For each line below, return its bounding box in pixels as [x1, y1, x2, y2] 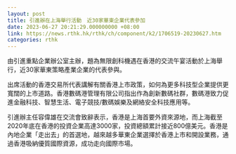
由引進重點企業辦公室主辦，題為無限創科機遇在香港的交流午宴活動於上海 [7, 57, 216, 65]
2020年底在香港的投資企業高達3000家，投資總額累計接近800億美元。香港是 [7, 122, 228, 130]
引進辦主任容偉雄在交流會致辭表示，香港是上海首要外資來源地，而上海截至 [7, 113, 223, 122]
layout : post [7, 10, 46, 18]
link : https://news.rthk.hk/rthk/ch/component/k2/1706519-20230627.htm [7, 30, 221, 37]
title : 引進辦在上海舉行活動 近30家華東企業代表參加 [7, 17, 146, 24]
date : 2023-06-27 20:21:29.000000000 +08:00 [7, 23, 140, 30]
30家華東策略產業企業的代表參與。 [25, 65, 126, 74]
